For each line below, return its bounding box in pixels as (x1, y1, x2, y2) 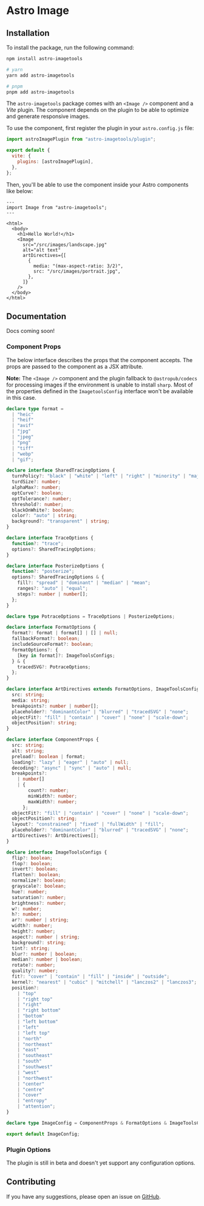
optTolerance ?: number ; (12, 496, 72, 502)
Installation (6, 28, 50, 38)
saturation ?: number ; (12, 894, 67, 900)
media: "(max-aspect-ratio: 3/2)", (33, 262, 123, 269)
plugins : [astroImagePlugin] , (17, 159, 94, 165)
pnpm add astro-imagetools (6, 89, 75, 95)
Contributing (6, 1177, 56, 1187)
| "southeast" (17, 1052, 53, 1059)
